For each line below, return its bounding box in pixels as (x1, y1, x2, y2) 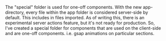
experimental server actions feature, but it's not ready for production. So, (5, 20, 155, 26)
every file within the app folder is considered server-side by (25, 9, 148, 15)
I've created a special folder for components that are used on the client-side (5, 25, 162, 31)
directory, (5, 9, 25, 15)
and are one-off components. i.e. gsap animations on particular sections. (5, 31, 155, 36)
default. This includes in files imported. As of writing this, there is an (5, 15, 145, 20)
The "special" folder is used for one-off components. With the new (5, 4, 142, 10)
